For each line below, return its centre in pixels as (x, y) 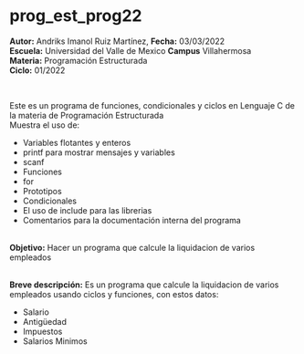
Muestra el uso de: (45, 125)
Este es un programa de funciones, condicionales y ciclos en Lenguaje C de (152, 105)
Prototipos (42, 191)
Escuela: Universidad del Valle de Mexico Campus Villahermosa (131, 50)
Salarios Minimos (55, 341)
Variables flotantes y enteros (77, 142)
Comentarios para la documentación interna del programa (132, 220)
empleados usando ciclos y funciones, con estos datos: (114, 294)
